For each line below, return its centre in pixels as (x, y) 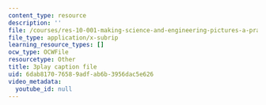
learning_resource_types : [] (56, 45)
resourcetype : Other (42, 60)
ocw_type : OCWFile (38, 52)
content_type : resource (47, 15)
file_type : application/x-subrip (63, 37)
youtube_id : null (44, 89)
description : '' (35, 23)
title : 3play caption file (53, 67)
